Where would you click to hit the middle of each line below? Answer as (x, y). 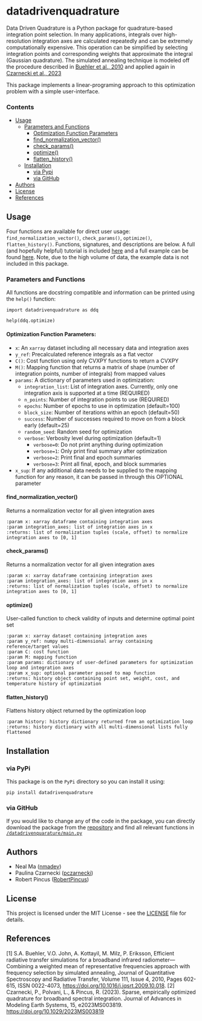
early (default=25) (47, 425)
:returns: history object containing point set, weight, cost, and (93, 679)
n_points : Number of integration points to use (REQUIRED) (96, 399)
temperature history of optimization (54, 684)
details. (15, 919)
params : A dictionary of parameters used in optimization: (85, 380)
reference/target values (37, 647)
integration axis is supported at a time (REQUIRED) (87, 393)
